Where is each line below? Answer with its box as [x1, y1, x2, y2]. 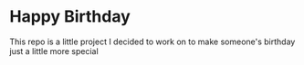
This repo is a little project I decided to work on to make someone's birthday [9, 36, 296, 47]
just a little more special [9, 45, 99, 56]
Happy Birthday [9, 6, 131, 27]
